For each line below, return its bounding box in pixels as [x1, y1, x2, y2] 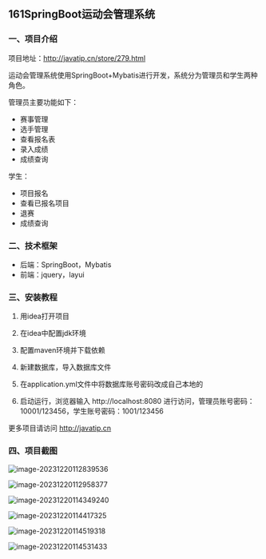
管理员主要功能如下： [8, 97, 78, 106]
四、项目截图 [8, 445, 58, 457]
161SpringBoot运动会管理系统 [8, 7, 156, 22]
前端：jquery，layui [19, 270, 85, 279]
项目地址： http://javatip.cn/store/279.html [8, 53, 146, 62]
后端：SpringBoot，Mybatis [19, 259, 112, 270]
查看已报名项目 [19, 198, 69, 208]
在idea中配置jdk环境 [19, 329, 86, 338]
